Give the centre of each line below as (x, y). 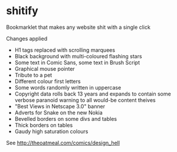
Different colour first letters (47, 81)
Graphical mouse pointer (45, 68)
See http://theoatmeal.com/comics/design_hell (63, 143)
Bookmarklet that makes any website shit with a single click (78, 27)
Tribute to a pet (33, 75)
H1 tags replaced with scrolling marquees (65, 50)
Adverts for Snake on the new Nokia (59, 113)
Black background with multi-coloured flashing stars (78, 56)
